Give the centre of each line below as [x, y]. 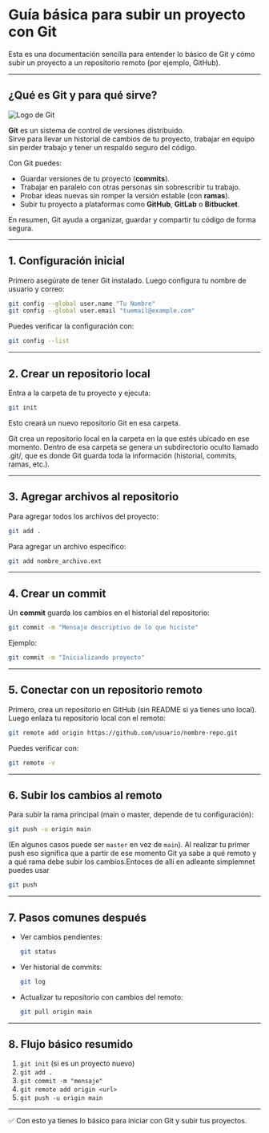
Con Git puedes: [35, 163]
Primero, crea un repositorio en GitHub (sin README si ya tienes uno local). [132, 709]
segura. [21, 228]
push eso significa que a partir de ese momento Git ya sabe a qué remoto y [132, 854]
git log [32, 981]
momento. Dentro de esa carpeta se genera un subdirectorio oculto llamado [133, 446]
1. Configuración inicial [67, 261]
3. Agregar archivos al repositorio [94, 497]
